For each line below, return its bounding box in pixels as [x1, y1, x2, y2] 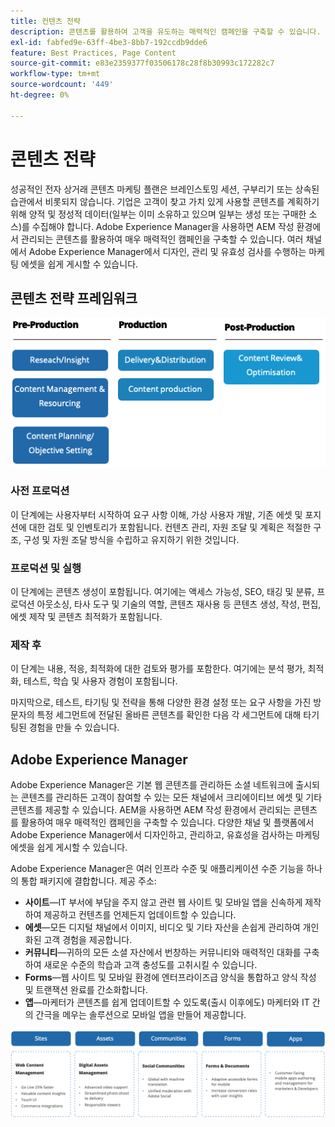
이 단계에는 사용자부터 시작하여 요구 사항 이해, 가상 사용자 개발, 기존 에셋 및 [10, 508, 303, 520]
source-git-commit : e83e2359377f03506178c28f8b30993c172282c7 [10, 58, 275, 69]
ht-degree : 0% [10, 90, 70, 100]
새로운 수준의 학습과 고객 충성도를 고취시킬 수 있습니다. [43, 959, 258, 971]
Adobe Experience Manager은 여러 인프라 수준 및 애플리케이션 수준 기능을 [10, 863, 305, 875]
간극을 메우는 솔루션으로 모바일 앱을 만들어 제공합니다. [35, 1009, 247, 1021]
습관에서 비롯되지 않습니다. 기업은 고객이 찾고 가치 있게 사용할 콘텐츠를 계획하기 [10, 195, 320, 207]
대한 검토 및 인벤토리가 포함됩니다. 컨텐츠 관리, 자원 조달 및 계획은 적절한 [28, 521, 312, 533]
